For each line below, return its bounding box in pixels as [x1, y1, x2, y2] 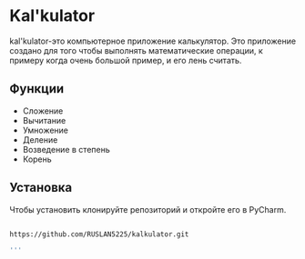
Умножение [22, 125, 69, 135]
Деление [22, 134, 58, 145]
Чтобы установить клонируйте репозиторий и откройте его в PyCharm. [9, 204, 287, 214]
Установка [9, 180, 73, 195]
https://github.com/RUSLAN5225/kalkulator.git [9, 229, 189, 239]
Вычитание [22, 115, 66, 125]
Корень [22, 154, 52, 164]
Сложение [22, 105, 64, 116]
